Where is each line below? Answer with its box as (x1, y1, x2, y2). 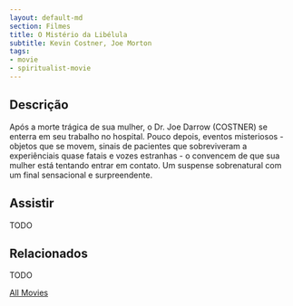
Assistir (9, 196, 54, 211)
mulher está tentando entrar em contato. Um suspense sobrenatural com (9, 159, 282, 170)
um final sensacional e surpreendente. (9, 169, 152, 180)
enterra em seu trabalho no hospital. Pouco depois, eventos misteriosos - (9, 130, 284, 141)
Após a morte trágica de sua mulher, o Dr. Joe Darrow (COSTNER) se (9, 121, 268, 132)
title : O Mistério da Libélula (9, 30, 128, 39)
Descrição (9, 97, 69, 113)
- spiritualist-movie (9, 64, 92, 73)
